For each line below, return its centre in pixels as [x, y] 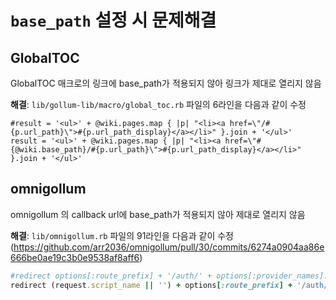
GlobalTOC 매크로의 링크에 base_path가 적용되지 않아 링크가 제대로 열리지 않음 [166, 83]
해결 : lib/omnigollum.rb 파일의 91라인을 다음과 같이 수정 [122, 235]
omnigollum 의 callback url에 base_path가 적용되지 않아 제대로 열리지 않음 [158, 214]
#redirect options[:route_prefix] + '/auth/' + [111, 276]
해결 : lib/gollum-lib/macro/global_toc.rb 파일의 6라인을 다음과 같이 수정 [158, 104]
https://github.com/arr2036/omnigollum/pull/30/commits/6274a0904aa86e [169, 247]
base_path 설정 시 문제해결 [113, 20]
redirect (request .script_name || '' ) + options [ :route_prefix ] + [151, 285]
